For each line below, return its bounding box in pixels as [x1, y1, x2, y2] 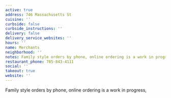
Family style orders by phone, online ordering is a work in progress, [5, 87, 147, 93]
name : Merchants [5, 45, 40, 50]
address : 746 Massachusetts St [5, 12, 72, 17]
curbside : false [5, 21, 40, 27]
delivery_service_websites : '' [5, 36, 72, 41]
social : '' [5, 64, 28, 69]
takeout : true [5, 69, 36, 74]
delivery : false [5, 31, 40, 36]
